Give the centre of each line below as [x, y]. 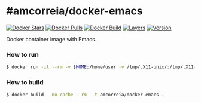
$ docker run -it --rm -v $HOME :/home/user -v [65, 67]
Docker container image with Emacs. [51, 39]
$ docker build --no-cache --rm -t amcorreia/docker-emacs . [85, 95]
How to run [22, 54]
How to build [25, 83]
